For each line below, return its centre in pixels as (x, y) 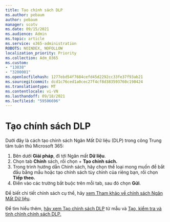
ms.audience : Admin (26, 34)
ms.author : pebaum (25, 15)
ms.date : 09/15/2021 (27, 29)
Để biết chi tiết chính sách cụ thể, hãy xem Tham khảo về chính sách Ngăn (84, 193)
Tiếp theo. (24, 178)
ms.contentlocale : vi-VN (32, 91)
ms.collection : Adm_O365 (32, 58)
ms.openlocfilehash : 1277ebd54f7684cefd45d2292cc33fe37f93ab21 (74, 77)
